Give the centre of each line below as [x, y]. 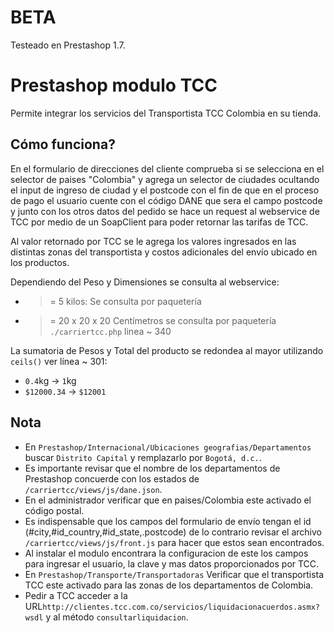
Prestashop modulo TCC [114, 85]
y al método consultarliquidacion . [117, 617]
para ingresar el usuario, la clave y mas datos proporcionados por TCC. [172, 563]
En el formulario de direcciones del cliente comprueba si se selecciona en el [167, 168]
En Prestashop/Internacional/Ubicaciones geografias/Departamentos [168, 447]
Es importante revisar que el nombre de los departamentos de [152, 468]
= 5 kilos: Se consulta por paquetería [125, 301]
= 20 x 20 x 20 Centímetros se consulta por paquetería [163, 320]
